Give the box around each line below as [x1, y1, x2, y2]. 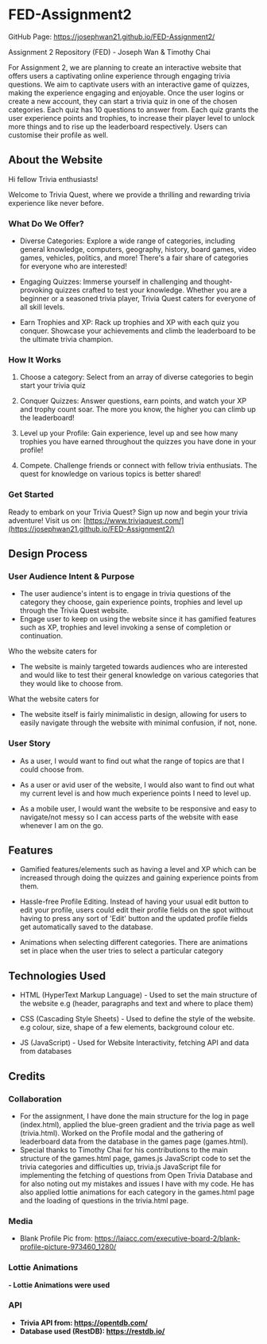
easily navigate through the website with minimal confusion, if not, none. [19, 718, 257, 728]
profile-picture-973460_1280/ [19, 1242, 117, 1252]
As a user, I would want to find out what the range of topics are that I [19, 756, 245, 765]
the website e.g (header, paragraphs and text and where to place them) [19, 999, 254, 1009]
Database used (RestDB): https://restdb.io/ [19, 1326, 165, 1336]
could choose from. [19, 765, 84, 774]
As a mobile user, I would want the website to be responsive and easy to [19, 804, 257, 813]
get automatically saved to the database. [19, 922, 153, 932]
